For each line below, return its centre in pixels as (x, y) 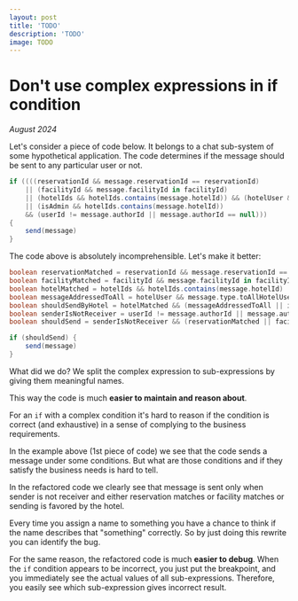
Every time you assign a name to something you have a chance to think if (143, 523)
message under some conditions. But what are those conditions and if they (146, 460)
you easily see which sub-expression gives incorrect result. (118, 587)
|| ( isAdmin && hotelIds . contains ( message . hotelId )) (125, 206)
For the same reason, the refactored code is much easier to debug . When (144, 558)
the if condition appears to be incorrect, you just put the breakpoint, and (143, 568)
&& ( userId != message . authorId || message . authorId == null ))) (146, 215)
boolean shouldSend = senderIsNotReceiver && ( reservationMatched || (141, 322)
